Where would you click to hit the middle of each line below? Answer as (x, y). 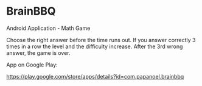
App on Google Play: (32, 65)
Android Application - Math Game (48, 28)
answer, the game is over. (39, 52)
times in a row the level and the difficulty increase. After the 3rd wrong (95, 46)
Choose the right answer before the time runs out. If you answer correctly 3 (101, 40)
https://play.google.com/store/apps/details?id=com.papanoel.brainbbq (95, 76)
